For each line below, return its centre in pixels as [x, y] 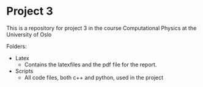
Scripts [24, 71]
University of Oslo [29, 34]
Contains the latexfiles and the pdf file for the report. [90, 64]
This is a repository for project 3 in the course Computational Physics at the [102, 28]
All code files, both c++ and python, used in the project [94, 77]
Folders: [17, 46]
